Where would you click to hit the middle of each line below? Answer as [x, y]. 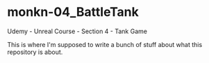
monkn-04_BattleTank [73, 12]
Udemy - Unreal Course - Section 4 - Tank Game [77, 31]
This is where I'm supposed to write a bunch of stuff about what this [105, 44]
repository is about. [35, 52]
